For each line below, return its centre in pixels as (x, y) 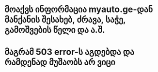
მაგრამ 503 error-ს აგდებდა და (69, 52)
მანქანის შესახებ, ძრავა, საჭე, (65, 20)
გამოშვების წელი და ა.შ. (55, 30)
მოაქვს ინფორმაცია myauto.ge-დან (79, 9)
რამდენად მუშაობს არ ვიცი (60, 62)
